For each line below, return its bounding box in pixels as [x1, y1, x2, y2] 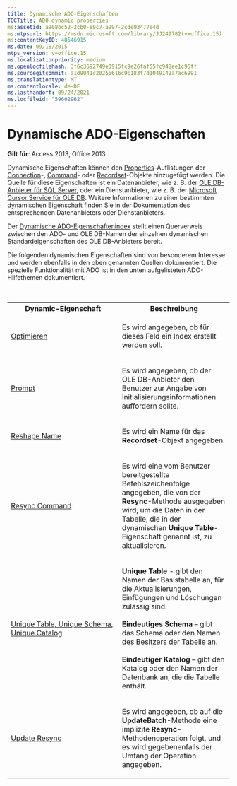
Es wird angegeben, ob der [122, 365, 212, 375]
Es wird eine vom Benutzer [122, 461, 210, 471]
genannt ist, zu [163, 532, 212, 541]
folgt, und [189, 733, 221, 743]
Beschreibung [150, 303, 199, 313]
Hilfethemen [7, 273, 43, 281]
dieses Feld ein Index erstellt [122, 331, 217, 341]
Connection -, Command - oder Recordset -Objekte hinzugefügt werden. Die [7, 170, 226, 179]
